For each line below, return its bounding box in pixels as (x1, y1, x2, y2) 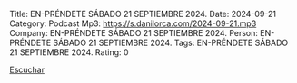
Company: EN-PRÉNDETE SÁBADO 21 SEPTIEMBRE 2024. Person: (9, 28, 259, 38)
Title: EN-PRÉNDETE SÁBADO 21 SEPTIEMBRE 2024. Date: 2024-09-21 (9, 9, 277, 19)
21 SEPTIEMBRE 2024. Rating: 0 (9, 47, 129, 58)
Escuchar (9, 64, 45, 75)
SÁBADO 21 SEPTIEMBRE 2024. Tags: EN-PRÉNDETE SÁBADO (53, 37, 289, 48)
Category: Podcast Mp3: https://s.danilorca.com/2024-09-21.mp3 (9, 18, 257, 29)
